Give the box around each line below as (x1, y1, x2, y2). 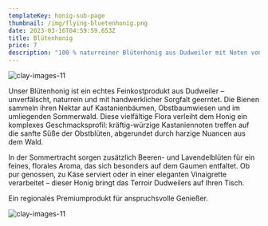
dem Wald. (8, 137, 44, 146)
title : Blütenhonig (8, 34, 73, 42)
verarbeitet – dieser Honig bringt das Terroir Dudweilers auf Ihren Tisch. (8, 178, 245, 188)
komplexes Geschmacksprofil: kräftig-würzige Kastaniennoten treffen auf (8, 121, 250, 129)
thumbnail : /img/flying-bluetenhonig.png (8, 19, 148, 27)
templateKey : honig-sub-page (8, 11, 105, 20)
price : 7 (8, 42, 37, 50)
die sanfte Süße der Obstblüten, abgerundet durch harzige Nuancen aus (8, 129, 246, 138)
